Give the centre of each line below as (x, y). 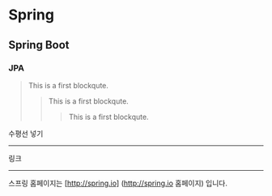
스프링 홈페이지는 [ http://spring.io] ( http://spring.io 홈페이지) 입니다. (118, 183)
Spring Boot (39, 45)
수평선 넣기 (26, 133)
